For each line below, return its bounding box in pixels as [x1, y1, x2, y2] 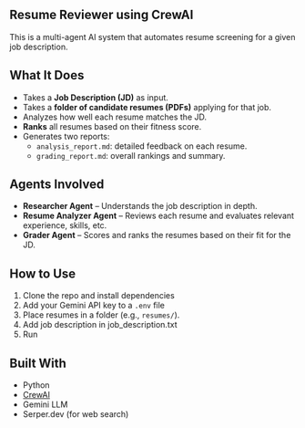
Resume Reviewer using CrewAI [9, 7, 194, 23]
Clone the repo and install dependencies [22, 290, 175, 301]
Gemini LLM [22, 399, 68, 410]
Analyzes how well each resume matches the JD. [22, 111, 208, 122]
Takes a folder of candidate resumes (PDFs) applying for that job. [22, 101, 271, 112]
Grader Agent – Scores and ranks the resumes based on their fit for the [22, 230, 291, 241]
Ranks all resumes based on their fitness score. [22, 120, 202, 131]
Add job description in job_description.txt [22, 319, 178, 330]
